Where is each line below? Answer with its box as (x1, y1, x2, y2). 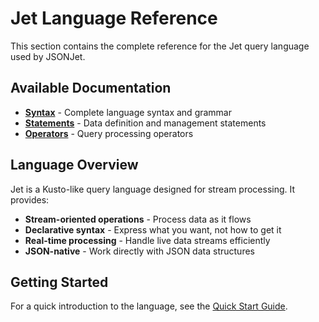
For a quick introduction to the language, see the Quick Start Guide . (10, 300, 288, 312)
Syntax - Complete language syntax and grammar (24, 106, 233, 118)
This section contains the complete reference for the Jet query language (10, 40, 310, 52)
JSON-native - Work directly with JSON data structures (24, 245, 255, 257)
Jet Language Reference (10, 7, 218, 30)
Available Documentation (10, 80, 172, 97)
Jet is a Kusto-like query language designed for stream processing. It (10, 183, 296, 195)
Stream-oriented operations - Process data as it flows (24, 213, 252, 225)
